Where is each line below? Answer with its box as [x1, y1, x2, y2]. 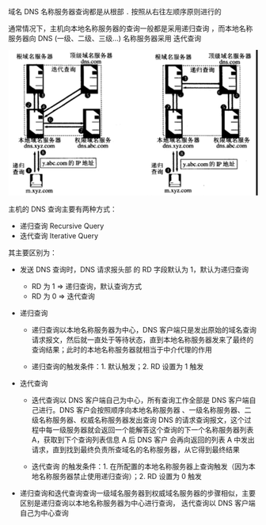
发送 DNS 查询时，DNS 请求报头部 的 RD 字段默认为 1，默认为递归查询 [19, 264, 249, 275]
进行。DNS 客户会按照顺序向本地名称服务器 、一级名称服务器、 [38, 405, 245, 415]
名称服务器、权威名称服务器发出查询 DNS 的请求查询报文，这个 [38, 415, 245, 425]
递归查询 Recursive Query [19, 221, 104, 231]
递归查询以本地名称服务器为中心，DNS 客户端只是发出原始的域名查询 [31, 325, 257, 335]
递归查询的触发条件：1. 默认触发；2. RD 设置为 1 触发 [31, 362, 204, 371]
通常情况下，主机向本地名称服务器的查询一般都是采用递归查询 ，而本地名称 [8, 24, 253, 33]
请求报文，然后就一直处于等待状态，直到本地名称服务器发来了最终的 [31, 335, 254, 344]
